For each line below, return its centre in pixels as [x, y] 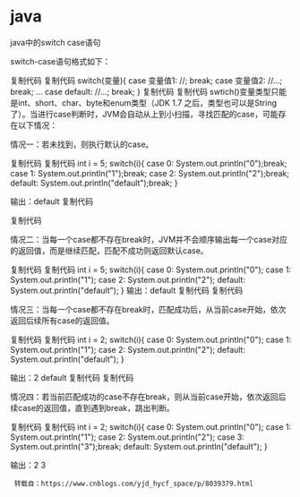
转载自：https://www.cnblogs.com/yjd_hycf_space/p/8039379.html [134, 484]
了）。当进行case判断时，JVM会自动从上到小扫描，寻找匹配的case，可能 [144, 114]
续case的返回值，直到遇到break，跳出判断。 [93, 407]
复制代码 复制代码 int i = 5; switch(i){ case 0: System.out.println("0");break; [149, 163]
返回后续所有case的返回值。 [62, 321]
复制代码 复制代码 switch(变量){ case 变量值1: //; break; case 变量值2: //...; [146, 80]
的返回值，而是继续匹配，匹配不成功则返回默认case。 [109, 250]
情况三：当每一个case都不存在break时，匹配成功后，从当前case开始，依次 [148, 309]
